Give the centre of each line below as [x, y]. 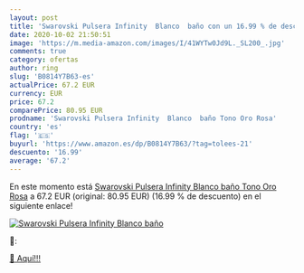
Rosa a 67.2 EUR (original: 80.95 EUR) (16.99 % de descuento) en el [135, 196]
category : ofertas [44, 60]
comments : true [38, 52]
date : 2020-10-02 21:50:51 [60, 34]
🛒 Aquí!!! [25, 258]
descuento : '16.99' [46, 152]
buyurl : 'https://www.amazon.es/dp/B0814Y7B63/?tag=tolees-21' [131, 144]
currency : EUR [36, 93]
